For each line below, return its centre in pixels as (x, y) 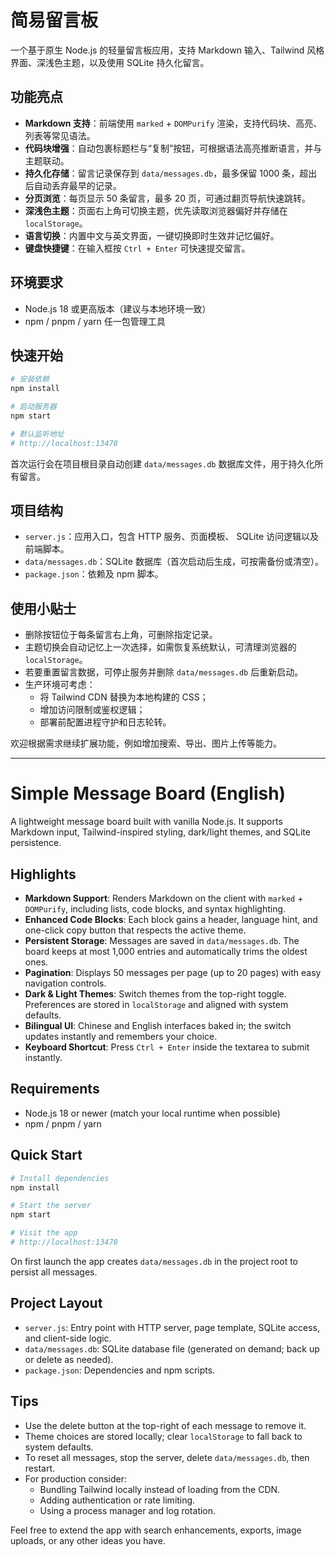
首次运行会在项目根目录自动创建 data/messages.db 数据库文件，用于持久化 (162, 463)
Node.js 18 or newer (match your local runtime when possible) (152, 1113)
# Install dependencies (60, 1178)
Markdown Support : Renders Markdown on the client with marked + (164, 898)
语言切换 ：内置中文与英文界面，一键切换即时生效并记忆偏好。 (152, 235)
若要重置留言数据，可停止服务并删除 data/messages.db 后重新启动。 (164, 672)
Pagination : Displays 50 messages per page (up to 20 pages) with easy (173, 972)
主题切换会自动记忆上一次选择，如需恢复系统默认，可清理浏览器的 (160, 647)
